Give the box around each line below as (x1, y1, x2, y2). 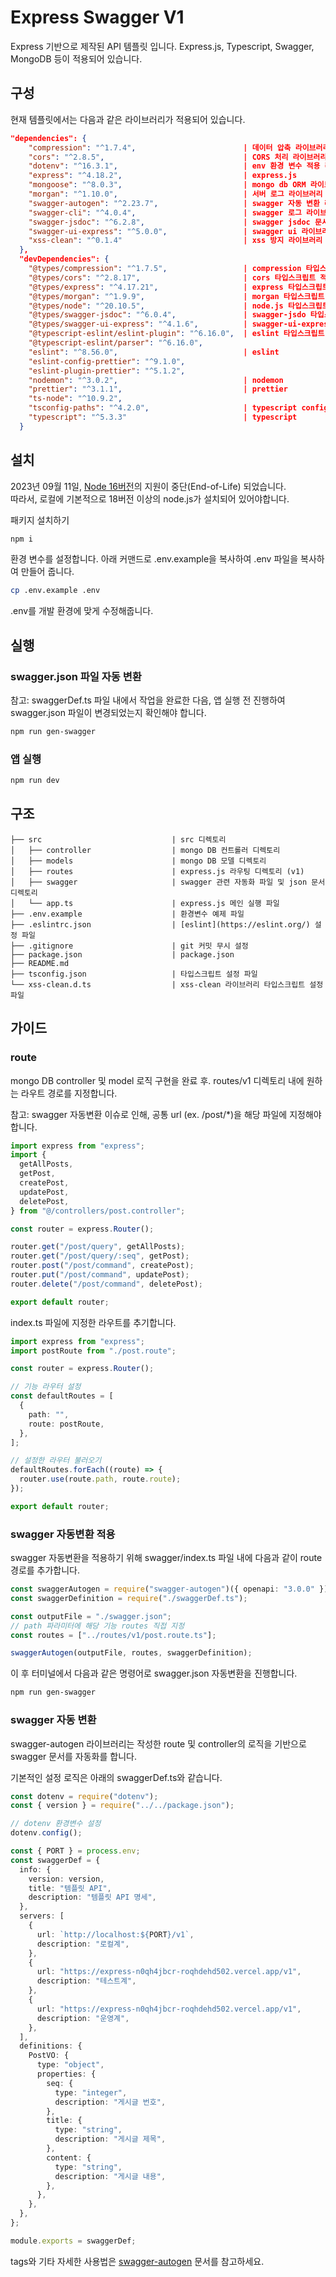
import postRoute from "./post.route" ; (10, 1346, 177, 1356)
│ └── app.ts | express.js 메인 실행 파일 (10, 898, 280, 908)
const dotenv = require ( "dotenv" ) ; (10, 1791, 159, 1801)
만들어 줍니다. (20, 566, 75, 578)
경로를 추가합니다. (10, 1564, 81, 1576)
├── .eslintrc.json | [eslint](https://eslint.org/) (10, 919, 311, 930)
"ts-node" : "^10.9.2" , (28, 394, 123, 404)
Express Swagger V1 (10, 6, 185, 29)
